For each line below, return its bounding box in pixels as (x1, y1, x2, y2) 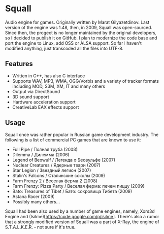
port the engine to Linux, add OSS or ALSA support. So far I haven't (5, 40, 142, 46)
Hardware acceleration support (12, 99, 76, 105)
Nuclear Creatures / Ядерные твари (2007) (12, 162, 101, 168)
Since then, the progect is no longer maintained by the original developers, (5, 30, 157, 35)
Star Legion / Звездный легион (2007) (12, 167, 91, 173)
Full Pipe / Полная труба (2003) (12, 146, 78, 152)
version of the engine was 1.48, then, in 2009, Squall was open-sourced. (5, 24, 153, 30)
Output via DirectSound (12, 88, 60, 94)
